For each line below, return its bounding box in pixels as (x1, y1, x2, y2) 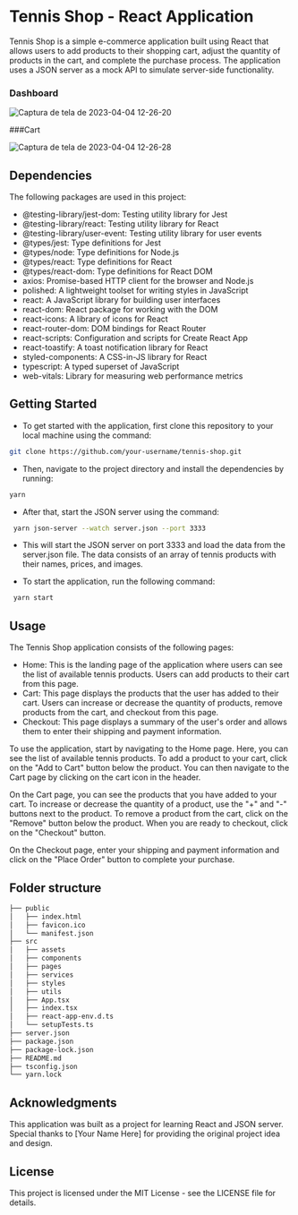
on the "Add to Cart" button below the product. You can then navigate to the (9, 763, 290, 774)
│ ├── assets (9, 945, 66, 954)
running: (21, 473, 54, 483)
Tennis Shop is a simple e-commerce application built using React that (9, 36, 269, 47)
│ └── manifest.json (9, 928, 94, 937)
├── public (9, 903, 50, 912)
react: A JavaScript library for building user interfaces (21, 295, 221, 305)
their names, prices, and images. (21, 559, 143, 569)
